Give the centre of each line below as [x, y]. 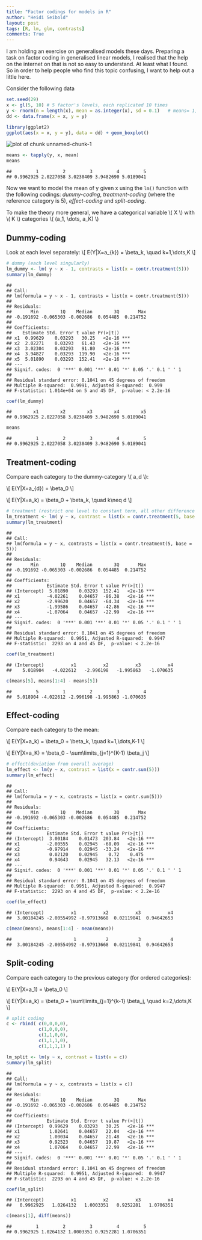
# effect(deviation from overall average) [60, 764]
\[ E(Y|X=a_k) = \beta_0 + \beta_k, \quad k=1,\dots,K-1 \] [76, 741]
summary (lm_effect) [31, 775]
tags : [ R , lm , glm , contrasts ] [45, 29]
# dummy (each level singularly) [48, 263]
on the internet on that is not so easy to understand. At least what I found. [97, 64]
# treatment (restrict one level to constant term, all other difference [101, 511]
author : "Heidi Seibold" [37, 17]
